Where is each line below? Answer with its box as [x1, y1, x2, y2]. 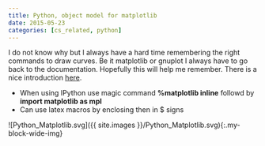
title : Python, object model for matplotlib [8, 11, 157, 20]
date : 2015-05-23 [8, 19, 66, 27]
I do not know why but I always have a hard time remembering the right [8, 48, 240, 58]
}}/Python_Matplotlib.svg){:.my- [137, 120, 240, 130]
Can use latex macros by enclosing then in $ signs [19, 105, 184, 114]
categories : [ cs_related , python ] [8, 26, 123, 34]
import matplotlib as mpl [19, 96, 103, 107]
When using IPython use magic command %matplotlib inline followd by [19, 88, 255, 98]
